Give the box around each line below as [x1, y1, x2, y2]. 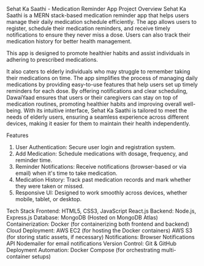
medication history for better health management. [6, 38, 132, 45]
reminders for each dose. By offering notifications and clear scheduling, [6, 87, 188, 94]
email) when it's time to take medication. [15, 169, 118, 177]
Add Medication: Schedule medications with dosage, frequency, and [15, 150, 188, 157]
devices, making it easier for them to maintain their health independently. [6, 120, 191, 127]
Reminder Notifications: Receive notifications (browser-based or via [15, 163, 187, 170]
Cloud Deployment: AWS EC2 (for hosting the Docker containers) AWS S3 [6, 227, 193, 234]
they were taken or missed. [15, 183, 84, 190]
